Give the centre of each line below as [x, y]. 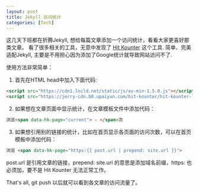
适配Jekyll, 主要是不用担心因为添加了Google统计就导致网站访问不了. [89, 55]
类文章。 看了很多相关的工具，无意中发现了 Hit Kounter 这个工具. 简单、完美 [99, 47]
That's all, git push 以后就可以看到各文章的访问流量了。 [73, 182]
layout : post [22, 12]
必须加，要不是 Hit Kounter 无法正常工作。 [58, 170]
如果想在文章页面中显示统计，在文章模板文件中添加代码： [85, 109]
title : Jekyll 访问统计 [33, 17]
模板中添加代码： [36, 139]
